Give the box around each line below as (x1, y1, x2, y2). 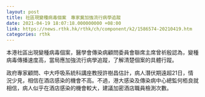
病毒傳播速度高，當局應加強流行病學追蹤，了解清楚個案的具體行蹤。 (6, 56, 178, 64)
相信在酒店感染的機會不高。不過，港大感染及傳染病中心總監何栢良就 (27, 77, 199, 84)
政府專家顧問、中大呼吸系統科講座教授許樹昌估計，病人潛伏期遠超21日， (6, 69, 189, 76)
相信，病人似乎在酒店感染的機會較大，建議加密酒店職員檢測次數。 (6, 84, 172, 92)
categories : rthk (6, 32, 51, 38)
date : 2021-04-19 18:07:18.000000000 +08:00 (6, 20, 121, 26)
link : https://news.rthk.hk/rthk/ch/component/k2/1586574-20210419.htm (6, 25, 192, 32)
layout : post (6, 8, 40, 15)
